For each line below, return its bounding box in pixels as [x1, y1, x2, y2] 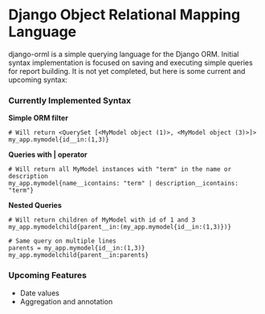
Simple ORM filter [8, 113, 68, 123]
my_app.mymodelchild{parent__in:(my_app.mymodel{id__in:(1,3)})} [8, 223, 231, 231]
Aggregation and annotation [19, 296, 113, 306]
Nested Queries [8, 201, 62, 210]
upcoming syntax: [8, 75, 68, 84]
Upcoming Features [8, 270, 87, 281]
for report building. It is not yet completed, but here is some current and [8, 66, 246, 75]
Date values [19, 287, 60, 298]
